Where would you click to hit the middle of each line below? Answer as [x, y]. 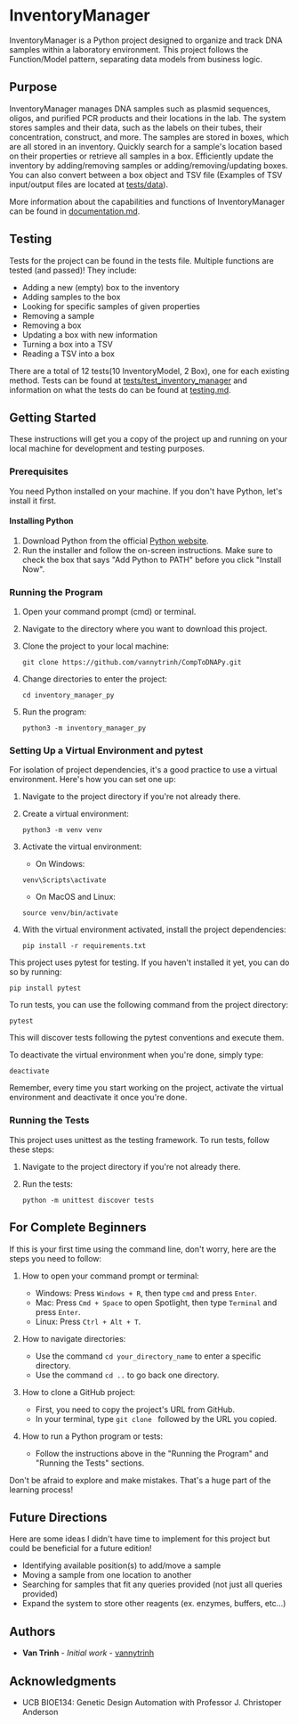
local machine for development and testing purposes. [107, 449]
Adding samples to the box [71, 297]
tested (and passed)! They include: [73, 270]
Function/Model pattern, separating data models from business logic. [136, 59]
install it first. [33, 501]
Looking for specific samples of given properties [111, 306]
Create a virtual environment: [75, 814]
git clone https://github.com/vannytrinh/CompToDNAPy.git [132, 663]
